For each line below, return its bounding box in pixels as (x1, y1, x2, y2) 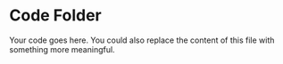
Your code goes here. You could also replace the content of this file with (9, 35, 275, 45)
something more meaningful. (9, 44, 115, 54)
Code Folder (9, 5, 102, 26)
